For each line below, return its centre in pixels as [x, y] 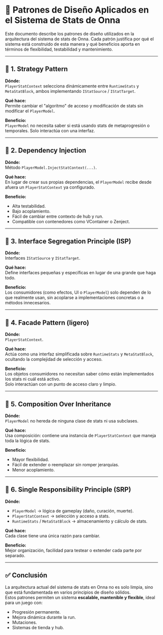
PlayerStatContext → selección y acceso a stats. [61, 516]
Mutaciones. [24, 622]
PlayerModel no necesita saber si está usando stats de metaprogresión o [77, 125]
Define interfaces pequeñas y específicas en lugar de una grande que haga [81, 273]
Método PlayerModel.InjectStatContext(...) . [51, 167]
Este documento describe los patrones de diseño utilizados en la [70, 34]
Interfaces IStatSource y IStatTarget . [43, 258]
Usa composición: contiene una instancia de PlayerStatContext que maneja [81, 435]
